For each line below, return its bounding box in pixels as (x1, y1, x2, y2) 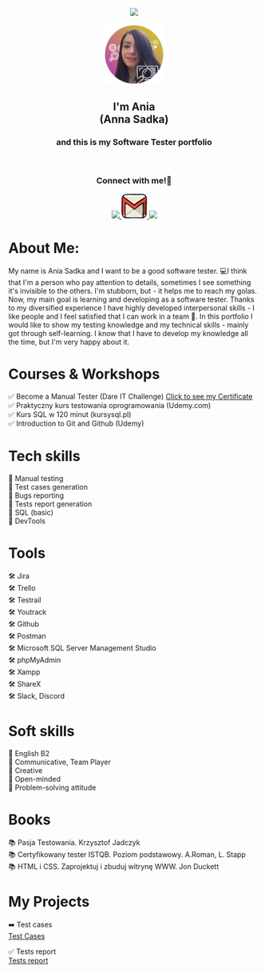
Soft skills (8, 722, 75, 740)
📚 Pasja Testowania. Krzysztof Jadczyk (8, 837, 140, 847)
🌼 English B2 (8, 748, 50, 758)
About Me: (8, 239, 80, 258)
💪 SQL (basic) (8, 507, 54, 517)
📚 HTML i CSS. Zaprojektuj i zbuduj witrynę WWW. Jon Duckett (8, 861, 220, 871)
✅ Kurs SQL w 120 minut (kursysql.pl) (8, 409, 132, 419)
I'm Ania (113, 100, 156, 114)
